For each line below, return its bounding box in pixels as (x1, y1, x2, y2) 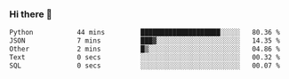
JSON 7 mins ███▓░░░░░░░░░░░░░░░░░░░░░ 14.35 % (9, 36, 280, 45)
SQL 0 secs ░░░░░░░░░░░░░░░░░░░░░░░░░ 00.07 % (9, 61, 280, 70)
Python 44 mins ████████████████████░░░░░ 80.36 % (9, 28, 280, 37)
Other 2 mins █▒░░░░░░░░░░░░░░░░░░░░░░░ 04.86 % (9, 44, 280, 54)
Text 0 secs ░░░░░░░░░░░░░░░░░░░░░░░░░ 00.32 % (9, 52, 280, 61)
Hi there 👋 (9, 8, 53, 20)
